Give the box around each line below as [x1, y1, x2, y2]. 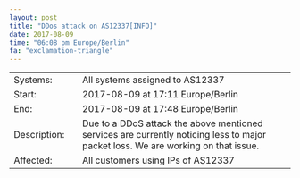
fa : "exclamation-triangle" [9, 47, 114, 55]
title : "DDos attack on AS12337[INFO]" [9, 21, 158, 30]
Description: [13, 129, 65, 141]
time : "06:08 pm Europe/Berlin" [9, 38, 129, 47]
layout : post [9, 13, 58, 22]
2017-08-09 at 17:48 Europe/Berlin [81, 103, 239, 115]
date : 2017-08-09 [9, 30, 74, 38]
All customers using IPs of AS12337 [81, 154, 235, 166]
